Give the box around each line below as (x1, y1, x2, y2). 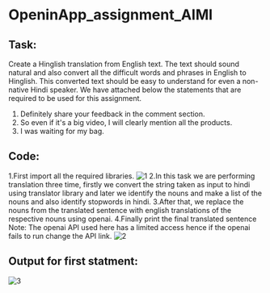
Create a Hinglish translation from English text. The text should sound (8, 59, 240, 69)
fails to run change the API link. (8, 231, 112, 241)
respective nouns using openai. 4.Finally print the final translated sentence (8, 214, 257, 224)
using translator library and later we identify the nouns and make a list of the (8, 188, 263, 198)
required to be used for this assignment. (8, 94, 142, 103)
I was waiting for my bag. (19, 127, 105, 136)
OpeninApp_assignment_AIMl (8, 6, 213, 24)
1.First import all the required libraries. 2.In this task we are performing (8, 171, 255, 181)
